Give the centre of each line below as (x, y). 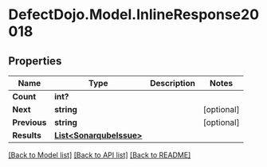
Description (173, 83)
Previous (29, 122)
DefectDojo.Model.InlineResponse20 (134, 15)
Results (27, 135)
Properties (35, 61)
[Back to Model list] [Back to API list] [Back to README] (100, 155)
